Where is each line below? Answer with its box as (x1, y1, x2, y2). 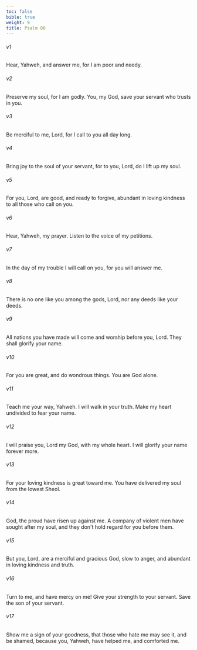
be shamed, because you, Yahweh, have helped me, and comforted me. (6, 637, 180, 644)
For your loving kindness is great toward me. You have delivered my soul (6, 479, 182, 486)
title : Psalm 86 (6, 25, 46, 31)
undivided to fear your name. (6, 409, 76, 416)
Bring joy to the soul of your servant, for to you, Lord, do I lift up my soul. (6, 163, 182, 170)
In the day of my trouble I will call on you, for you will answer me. (6, 264, 163, 271)
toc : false (6, 8, 33, 15)
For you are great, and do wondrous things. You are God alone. (6, 372, 158, 379)
